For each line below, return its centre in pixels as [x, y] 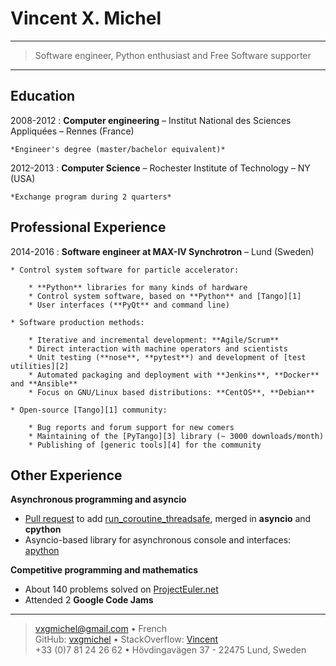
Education [43, 96]
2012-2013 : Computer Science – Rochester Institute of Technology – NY [160, 168]
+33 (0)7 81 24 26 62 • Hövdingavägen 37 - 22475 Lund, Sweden [170, 650]
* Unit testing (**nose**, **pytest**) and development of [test [167, 357]
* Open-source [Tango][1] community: [89, 410]
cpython [43, 529]
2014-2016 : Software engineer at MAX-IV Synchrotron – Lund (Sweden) [162, 251]
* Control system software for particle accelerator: [125, 270]
